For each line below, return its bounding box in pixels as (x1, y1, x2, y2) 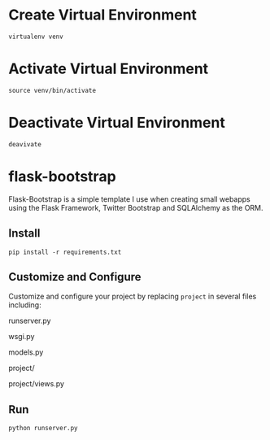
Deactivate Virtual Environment (8, 114, 225, 132)
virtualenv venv (8, 33, 63, 41)
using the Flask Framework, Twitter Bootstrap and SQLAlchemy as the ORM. (8, 203, 263, 212)
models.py (8, 347, 44, 357)
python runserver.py (8, 425, 79, 433)
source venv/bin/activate (8, 86, 96, 94)
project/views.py (8, 379, 65, 389)
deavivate (8, 140, 42, 148)
